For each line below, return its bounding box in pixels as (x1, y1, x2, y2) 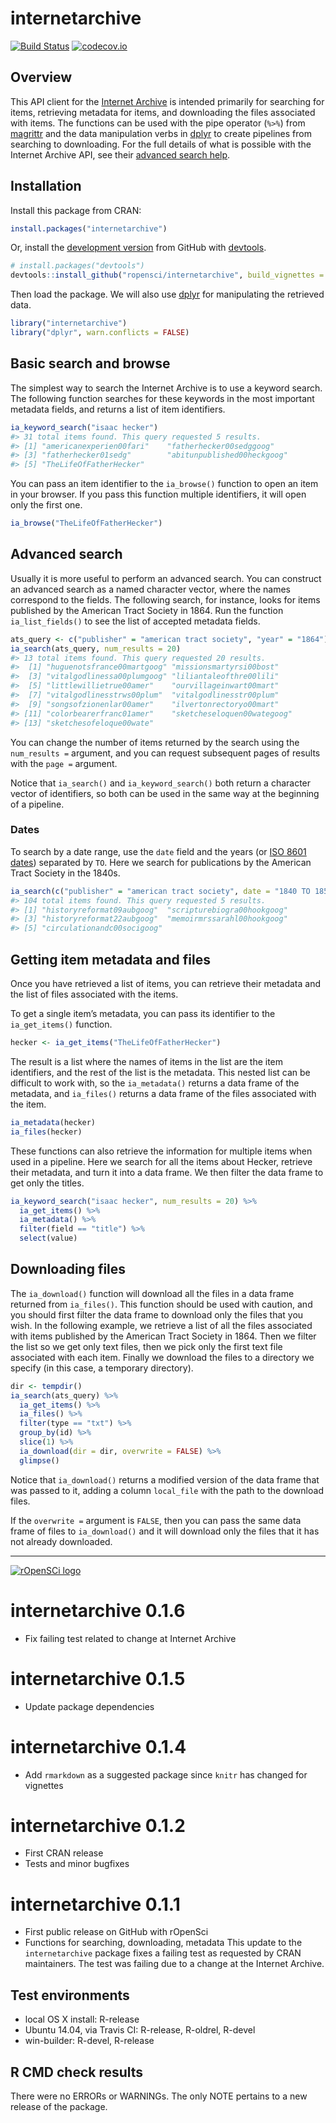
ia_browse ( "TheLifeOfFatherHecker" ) (10, 518, 163, 529)
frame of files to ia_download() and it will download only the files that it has (10, 1525, 320, 1537)
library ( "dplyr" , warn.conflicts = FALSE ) (10, 328, 190, 338)
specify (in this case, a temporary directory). (10, 1362, 194, 1374)
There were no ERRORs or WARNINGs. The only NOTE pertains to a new (10, 2090, 308, 2102)
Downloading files (10, 1261, 127, 1278)
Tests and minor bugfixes (24, 1858, 130, 1870)
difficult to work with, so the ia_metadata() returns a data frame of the (10, 1077, 300, 1089)
